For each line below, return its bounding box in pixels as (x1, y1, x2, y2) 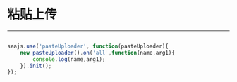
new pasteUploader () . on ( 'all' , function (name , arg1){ (20, 49, 175, 56)
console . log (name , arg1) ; (32, 55, 106, 63)
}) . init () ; (20, 62, 52, 69)
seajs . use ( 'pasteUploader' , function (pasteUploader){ (7, 43, 169, 50)
